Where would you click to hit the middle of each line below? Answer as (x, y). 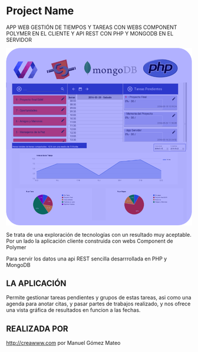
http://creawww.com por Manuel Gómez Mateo (63, 343)
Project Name (40, 11)
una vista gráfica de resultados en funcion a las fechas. (73, 310)
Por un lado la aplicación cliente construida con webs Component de (90, 241)
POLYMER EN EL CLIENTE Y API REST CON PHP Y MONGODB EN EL (90, 33)
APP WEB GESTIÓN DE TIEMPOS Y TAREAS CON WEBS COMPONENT (92, 27)
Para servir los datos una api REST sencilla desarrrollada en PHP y (87, 259)
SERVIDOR (19, 40)
